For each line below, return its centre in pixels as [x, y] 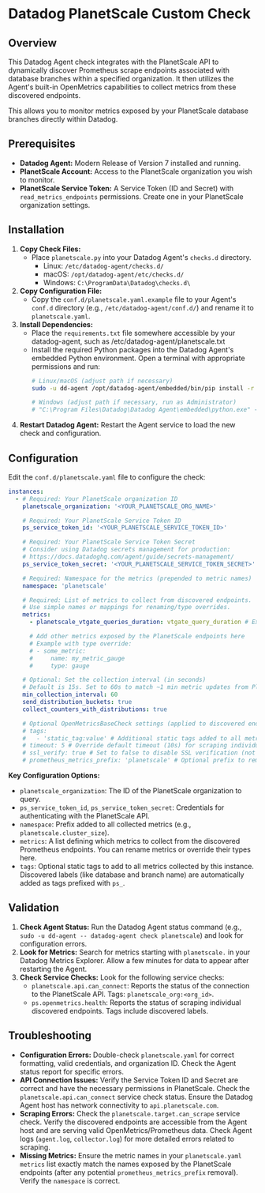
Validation [34, 908]
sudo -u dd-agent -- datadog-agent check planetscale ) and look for [131, 935]
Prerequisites [42, 144]
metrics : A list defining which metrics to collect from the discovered [130, 841]
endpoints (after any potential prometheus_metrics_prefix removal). [129, 1172]
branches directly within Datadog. [63, 119]
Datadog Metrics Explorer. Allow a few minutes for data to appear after [134, 960]
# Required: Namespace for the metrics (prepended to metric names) [137, 578]
